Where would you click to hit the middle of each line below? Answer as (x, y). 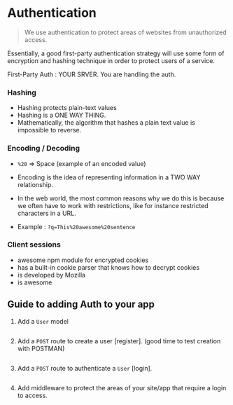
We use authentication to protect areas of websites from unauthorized (125, 32)
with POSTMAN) (41, 348)
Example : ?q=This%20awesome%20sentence (76, 226)
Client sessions (34, 245)
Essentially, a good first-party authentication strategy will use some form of (116, 53)
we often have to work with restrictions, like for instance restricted (113, 205)
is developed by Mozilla (51, 275)
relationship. (35, 184)
